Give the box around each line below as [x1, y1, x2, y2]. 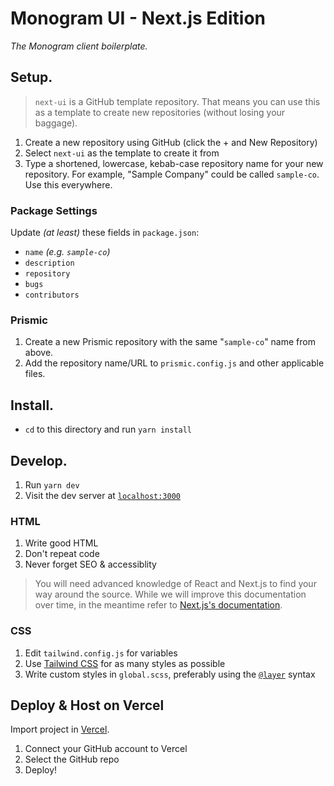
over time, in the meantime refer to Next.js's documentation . [34, 599, 283, 611]
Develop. [10, 452, 68, 469]
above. [24, 347, 54, 359]
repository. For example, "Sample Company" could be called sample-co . [24, 168, 320, 180]
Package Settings [10, 203, 98, 217]
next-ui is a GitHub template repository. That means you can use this [34, 95, 321, 107]
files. [24, 368, 46, 380]
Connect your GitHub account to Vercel [24, 743, 188, 755]
